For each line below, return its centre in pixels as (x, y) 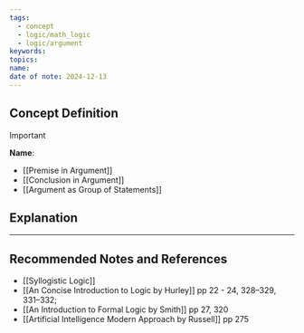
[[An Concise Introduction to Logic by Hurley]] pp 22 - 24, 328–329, (149, 290)
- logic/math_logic (54, 34)
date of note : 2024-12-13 (58, 77)
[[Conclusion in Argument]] (73, 180)
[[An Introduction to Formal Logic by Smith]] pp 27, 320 (125, 309)
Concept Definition (64, 114)
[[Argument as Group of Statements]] (92, 189)
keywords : (28, 52)
